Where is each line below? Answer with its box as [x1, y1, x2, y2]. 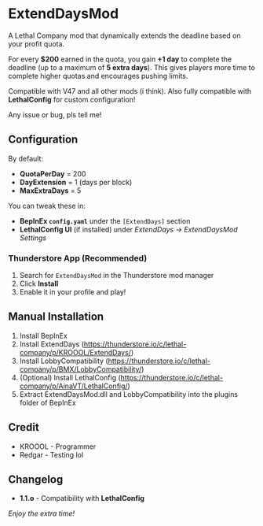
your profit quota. [8, 39, 65, 48]
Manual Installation [8, 310, 104, 324]
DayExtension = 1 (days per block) [19, 177, 133, 187]
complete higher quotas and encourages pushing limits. [8, 71, 188, 80]
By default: [8, 154, 44, 163]
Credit [8, 420, 39, 434]
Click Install [19, 279, 59, 288]
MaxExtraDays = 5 [19, 186, 82, 195]
